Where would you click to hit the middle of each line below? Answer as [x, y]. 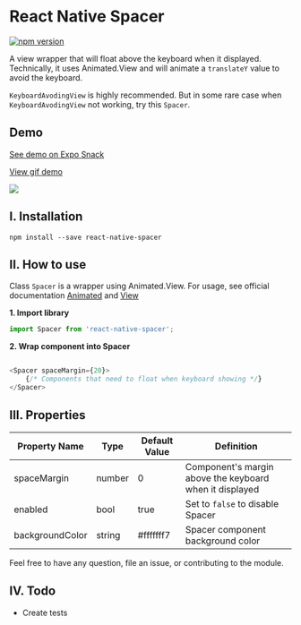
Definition [236, 446]
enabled [31, 509]
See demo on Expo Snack [57, 154]
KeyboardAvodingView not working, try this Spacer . [100, 104]
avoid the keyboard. [46, 77]
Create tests [45, 612]
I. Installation [46, 217]
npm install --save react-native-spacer [86, 237]
